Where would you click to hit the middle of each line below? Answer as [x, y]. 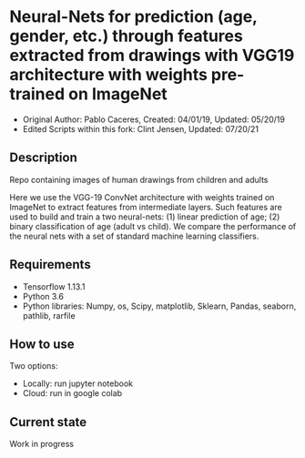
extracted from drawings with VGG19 [152, 56]
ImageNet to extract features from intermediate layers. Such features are [146, 207]
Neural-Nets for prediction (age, [133, 17]
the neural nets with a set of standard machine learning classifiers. [134, 236]
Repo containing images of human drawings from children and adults [139, 179]
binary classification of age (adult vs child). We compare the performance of [153, 226]
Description [43, 158]
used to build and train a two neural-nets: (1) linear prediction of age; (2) [145, 217]
